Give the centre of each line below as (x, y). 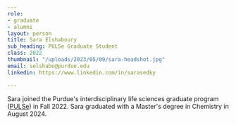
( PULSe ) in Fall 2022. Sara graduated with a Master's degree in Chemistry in (118, 106)
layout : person (30, 33)
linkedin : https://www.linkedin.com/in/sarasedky (82, 72)
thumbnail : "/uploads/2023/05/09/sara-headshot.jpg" (86, 60)
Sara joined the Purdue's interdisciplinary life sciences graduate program (113, 98)
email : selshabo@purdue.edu (49, 66)
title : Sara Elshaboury (42, 40)
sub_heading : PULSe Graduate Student (63, 46)
